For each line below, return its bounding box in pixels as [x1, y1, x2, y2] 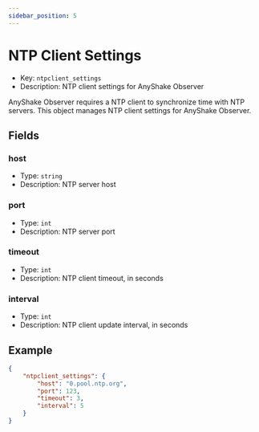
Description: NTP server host [19, 180, 116, 190]
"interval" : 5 [37, 402, 84, 410]
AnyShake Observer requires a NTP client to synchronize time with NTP [8, 97, 245, 107]
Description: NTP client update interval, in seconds [19, 320, 188, 330]
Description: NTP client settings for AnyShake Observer [19, 81, 204, 91]
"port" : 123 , [37, 387, 81, 395]
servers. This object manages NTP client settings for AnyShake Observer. [8, 105, 252, 115]
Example [8, 343, 53, 357]
